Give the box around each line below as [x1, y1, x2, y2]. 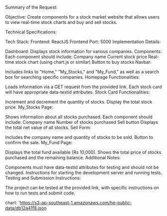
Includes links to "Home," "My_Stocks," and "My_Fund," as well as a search [5, 69, 160, 75]
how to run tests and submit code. [5, 190, 76, 196]
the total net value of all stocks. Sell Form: [5, 125, 91, 130]
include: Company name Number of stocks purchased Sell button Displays [5, 119, 158, 125]
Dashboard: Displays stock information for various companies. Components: [5, 49, 162, 54]
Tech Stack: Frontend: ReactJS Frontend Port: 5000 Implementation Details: [5, 39, 161, 45]
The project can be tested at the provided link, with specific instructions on [5, 185, 160, 190]
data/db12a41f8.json [5, 205, 47, 211]
